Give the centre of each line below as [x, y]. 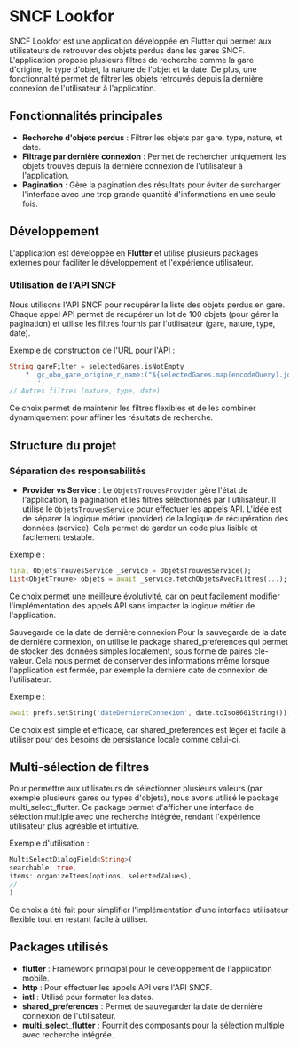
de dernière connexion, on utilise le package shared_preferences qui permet [149, 641]
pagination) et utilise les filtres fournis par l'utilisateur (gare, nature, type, [142, 323]
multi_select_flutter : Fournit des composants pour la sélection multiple [153, 1025]
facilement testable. [58, 537]
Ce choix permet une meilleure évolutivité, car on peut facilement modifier [145, 596]
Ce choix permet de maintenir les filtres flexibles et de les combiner [133, 408]
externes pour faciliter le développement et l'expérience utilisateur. [132, 262]
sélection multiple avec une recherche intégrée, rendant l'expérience [135, 817]
